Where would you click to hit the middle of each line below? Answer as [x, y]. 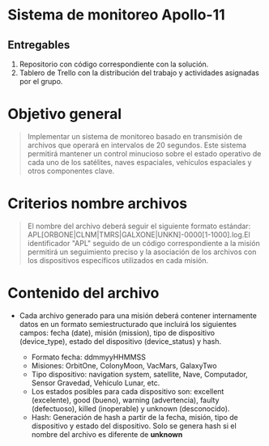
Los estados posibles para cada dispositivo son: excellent [128, 391]
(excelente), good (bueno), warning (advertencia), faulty [125, 400]
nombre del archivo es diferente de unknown [107, 434]
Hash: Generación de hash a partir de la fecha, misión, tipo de [134, 417]
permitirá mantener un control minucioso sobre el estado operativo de [144, 153]
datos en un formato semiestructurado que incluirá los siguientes [128, 324]
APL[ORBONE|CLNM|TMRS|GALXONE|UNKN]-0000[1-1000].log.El [139, 234]
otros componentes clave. [71, 171]
